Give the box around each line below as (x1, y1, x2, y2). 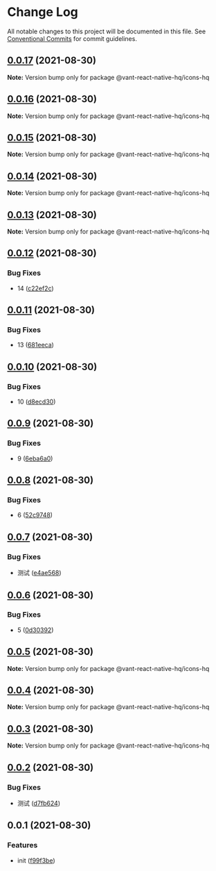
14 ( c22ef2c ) (17, 284, 54, 292)
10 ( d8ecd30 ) (17, 397, 56, 406)
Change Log (7, 4, 78, 20)
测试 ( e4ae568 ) (17, 569, 62, 577)
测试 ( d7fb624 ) (17, 799, 61, 807)
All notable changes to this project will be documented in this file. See (7, 27, 206, 35)
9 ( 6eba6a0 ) (17, 454, 53, 463)
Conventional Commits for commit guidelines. (7, 34, 137, 42)
